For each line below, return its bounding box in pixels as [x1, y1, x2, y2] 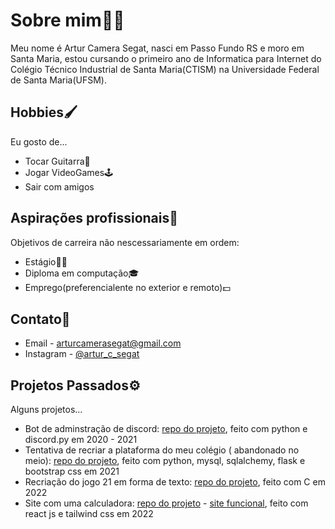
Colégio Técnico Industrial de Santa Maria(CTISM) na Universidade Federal [10, 63, 320, 75]
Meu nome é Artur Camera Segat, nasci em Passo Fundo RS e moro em [10, 42, 305, 54]
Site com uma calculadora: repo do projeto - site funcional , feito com [24, 497, 309, 509]
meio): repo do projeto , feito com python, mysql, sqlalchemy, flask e [24, 455, 306, 467]
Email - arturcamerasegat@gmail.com [24, 337, 182, 349]
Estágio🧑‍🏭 [24, 255, 68, 268]
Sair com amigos [24, 180, 95, 193]
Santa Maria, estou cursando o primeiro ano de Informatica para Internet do [10, 52, 322, 64]
